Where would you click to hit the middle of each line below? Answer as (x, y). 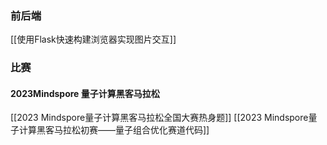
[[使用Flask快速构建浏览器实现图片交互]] (93, 39)
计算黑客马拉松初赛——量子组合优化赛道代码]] (114, 130)
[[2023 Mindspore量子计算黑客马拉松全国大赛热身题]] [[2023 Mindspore (159, 118)
